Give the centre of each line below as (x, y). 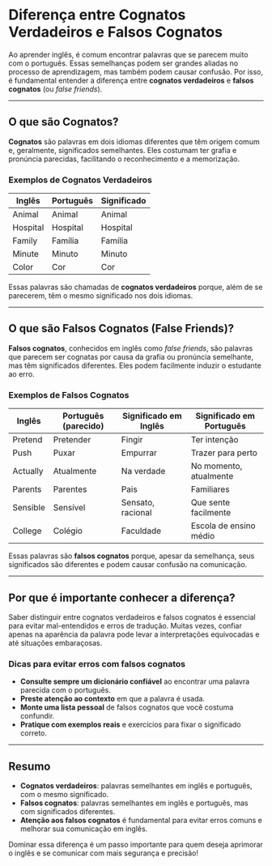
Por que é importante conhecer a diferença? (122, 597)
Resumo (30, 766)
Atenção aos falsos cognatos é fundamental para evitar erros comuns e (141, 821)
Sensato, (138, 502)
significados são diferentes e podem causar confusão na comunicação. (128, 565)
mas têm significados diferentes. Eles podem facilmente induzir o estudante (135, 365)
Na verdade (143, 471)
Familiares (210, 489)
